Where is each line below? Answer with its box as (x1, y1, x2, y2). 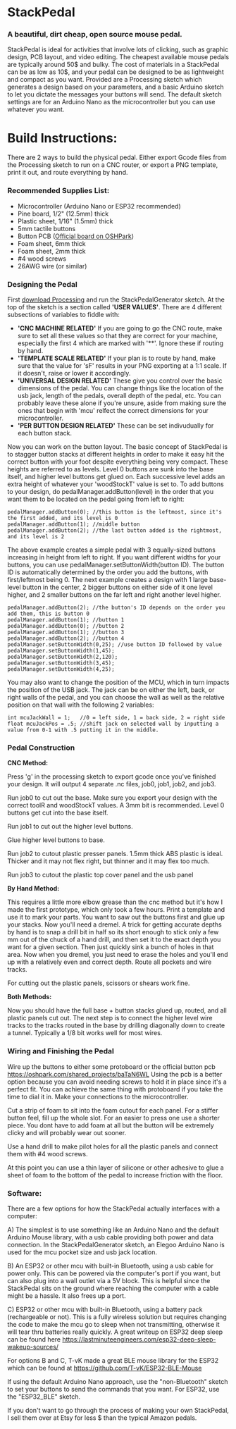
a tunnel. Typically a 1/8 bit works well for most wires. (7, 1029, 163, 1037)
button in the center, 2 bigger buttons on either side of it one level (22, 583, 213, 592)
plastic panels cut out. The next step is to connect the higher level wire (7, 1014, 213, 1022)
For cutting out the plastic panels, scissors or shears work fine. (7, 979, 190, 987)
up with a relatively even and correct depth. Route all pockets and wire (7, 958, 212, 966)
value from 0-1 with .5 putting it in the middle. (7, 726, 159, 734)
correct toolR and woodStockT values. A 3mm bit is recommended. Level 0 (7, 801, 225, 810)
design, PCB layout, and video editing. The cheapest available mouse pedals (7, 53, 230, 61)
